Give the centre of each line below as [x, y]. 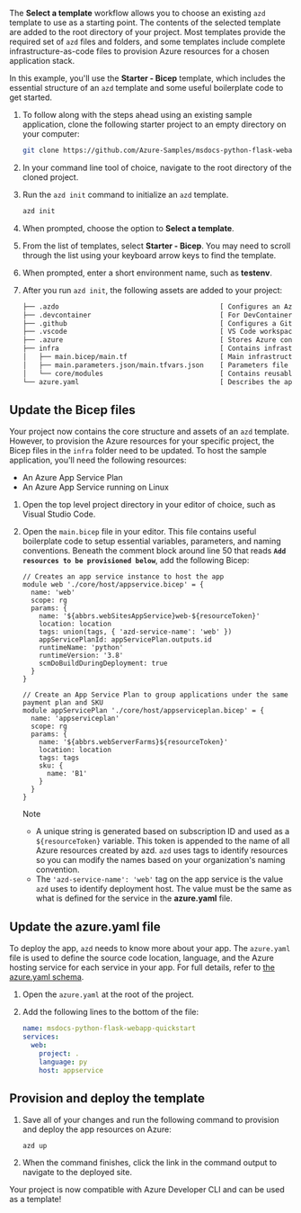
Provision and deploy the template [107, 1098]
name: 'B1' [67, 774]
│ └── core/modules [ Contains [141, 373]
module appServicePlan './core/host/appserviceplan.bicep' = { [143, 711]
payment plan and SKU [62, 703]
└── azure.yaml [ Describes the [151, 382]
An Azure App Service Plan [72, 478]
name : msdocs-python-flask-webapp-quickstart [109, 1029]
